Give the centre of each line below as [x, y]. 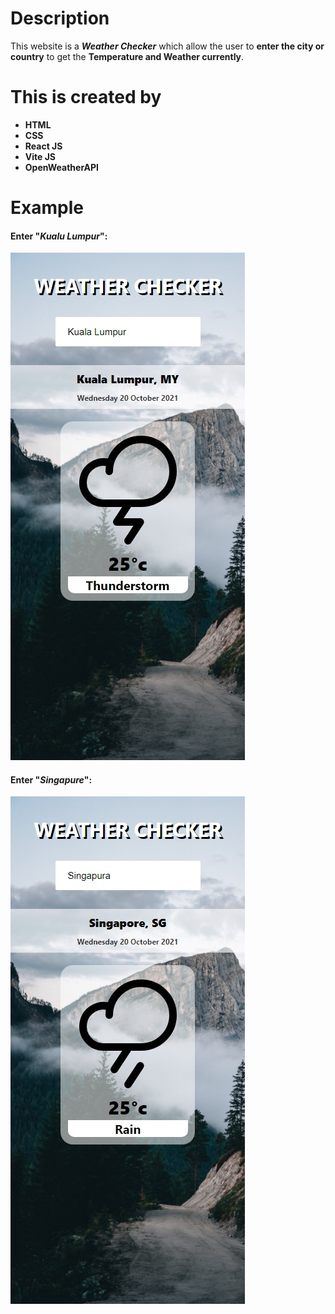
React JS [43, 146]
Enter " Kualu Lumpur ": [59, 236]
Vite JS [40, 156]
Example [47, 208]
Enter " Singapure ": [51, 779]
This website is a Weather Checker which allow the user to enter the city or [167, 46]
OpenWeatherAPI [62, 167]
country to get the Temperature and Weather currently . [127, 56]
